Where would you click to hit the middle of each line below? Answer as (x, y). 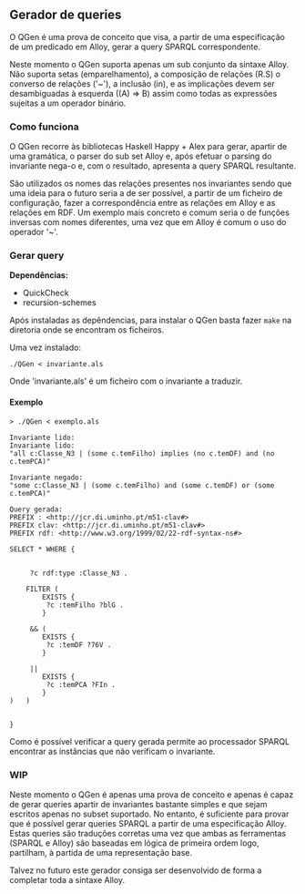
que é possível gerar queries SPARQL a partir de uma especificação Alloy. (148, 823)
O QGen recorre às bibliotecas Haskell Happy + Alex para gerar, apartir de (148, 147)
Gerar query (37, 256)
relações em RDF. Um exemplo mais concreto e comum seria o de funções (149, 212)
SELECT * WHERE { (42, 549)
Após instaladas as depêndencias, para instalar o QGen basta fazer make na (151, 320)
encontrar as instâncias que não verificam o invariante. (112, 751)
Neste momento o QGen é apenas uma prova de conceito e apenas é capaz (152, 794)
